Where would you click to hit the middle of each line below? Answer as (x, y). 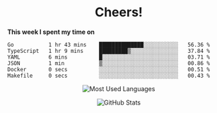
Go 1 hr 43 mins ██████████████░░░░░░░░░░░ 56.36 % (109, 44)
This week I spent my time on (51, 32)
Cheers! (119, 12)
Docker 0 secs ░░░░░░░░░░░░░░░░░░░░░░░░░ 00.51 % (109, 69)
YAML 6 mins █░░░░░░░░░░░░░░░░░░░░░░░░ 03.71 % (109, 57)
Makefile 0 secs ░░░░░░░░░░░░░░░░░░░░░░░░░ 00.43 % (109, 76)
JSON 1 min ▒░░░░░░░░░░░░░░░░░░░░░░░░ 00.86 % (109, 63)
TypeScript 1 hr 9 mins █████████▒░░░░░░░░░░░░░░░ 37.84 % (109, 51)
